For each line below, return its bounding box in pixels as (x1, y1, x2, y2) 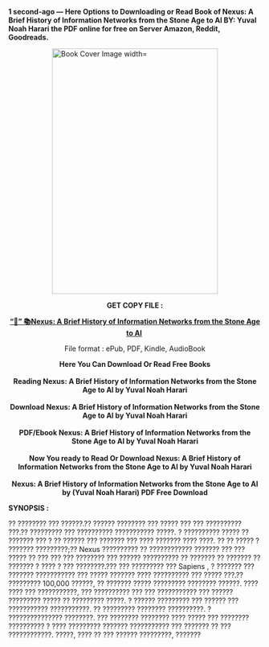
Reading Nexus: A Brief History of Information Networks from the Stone (13, 377, 257, 385)
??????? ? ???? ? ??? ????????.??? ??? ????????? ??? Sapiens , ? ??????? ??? (8, 562, 255, 571)
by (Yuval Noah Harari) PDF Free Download (61, 488, 208, 497)
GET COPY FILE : (107, 301, 163, 310)
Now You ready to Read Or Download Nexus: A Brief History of (29, 454, 241, 463)
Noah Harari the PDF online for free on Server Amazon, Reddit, (8, 24, 221, 33)
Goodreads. (8, 32, 49, 42)
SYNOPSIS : (8, 503, 50, 513)
